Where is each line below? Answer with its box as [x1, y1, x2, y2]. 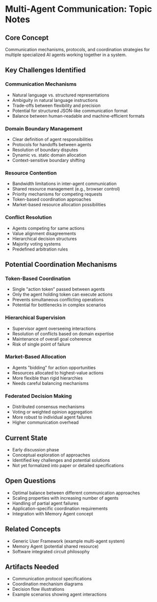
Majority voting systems [12, 241, 61, 247]
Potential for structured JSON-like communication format [12, 107, 128, 114]
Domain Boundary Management [5, 125, 82, 132]
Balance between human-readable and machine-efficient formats [12, 113, 145, 119]
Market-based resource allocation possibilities [12, 202, 106, 208]
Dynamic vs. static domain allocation [12, 152, 87, 158]
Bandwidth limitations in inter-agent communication [12, 181, 117, 187]
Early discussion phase [12, 446, 59, 452]
